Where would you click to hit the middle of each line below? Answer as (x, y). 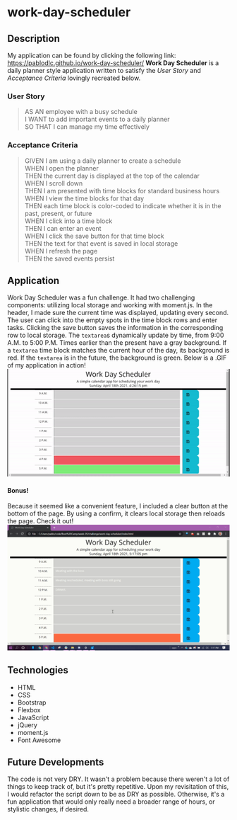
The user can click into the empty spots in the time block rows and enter (113, 320)
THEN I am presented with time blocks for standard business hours (122, 190)
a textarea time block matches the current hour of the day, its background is (119, 351)
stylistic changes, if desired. (48, 809)
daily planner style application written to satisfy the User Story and (104, 70)
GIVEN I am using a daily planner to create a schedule (103, 161)
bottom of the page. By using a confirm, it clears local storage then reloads (116, 513)
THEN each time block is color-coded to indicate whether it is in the (123, 205)
